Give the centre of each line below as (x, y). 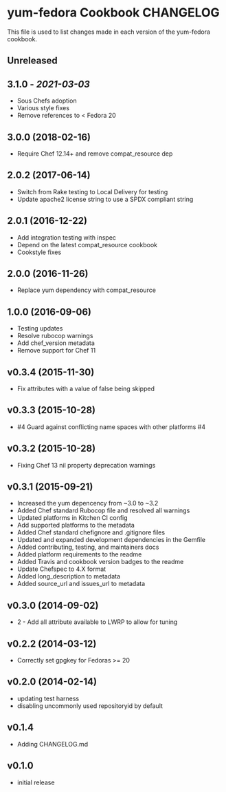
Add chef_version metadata (56, 343)
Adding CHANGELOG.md (53, 744)
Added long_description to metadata (69, 576)
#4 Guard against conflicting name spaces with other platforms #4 (111, 427)
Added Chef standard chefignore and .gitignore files (91, 532)
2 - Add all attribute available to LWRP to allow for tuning (97, 622)
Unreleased (33, 61)
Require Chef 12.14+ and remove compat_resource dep (95, 154)
